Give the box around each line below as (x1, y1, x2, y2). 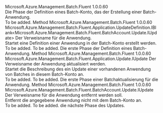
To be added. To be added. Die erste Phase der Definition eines (5, 45, 132, 51)
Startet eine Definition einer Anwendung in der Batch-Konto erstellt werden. (5, 40, 157, 46)
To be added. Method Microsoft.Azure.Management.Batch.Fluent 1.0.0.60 (5, 20, 152, 25)
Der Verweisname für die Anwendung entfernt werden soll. (5, 92, 123, 98)
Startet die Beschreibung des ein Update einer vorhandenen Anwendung (5, 66, 151, 72)
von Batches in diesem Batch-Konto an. (5, 71, 84, 77)
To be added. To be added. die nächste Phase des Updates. (5, 103, 125, 108)
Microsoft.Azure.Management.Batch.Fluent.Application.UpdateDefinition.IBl (5, 24, 157, 30)
